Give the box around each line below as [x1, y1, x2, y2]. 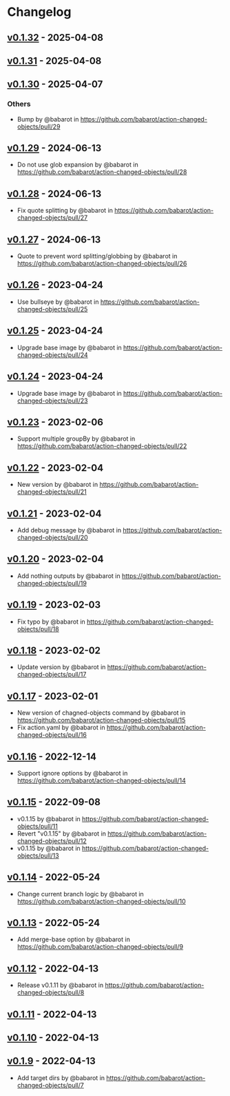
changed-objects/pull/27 [17, 213, 88, 222]
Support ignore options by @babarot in [17, 769, 128, 778]
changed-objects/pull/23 [17, 396, 88, 405]
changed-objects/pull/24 [17, 350, 88, 359]
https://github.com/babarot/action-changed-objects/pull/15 [17, 716, 186, 724]
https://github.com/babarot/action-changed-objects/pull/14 [17, 776, 186, 785]
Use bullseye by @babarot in [17, 298, 99, 306]
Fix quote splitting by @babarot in [17, 206, 114, 215]
